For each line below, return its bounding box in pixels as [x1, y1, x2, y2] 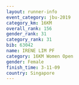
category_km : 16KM [6, 20, 52, 26]
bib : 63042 [6, 42, 34, 48]
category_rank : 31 [6, 37, 52, 42]
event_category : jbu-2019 [6, 14, 71, 20]
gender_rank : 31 [6, 31, 47, 37]
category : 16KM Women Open [6, 53, 74, 59]
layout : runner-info [6, 8, 58, 15]
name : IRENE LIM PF [6, 48, 55, 54]
